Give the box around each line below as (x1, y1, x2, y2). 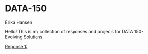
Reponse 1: (5, 43, 28, 49)
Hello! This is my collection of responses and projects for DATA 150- (5, 28, 144, 34)
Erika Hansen (5, 19, 33, 25)
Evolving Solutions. (5, 34, 44, 40)
